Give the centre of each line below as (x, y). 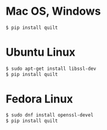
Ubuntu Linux (41, 52)
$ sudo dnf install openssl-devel (50, 115)
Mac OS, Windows (53, 11)
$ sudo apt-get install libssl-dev (51, 69)
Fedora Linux (39, 99)
